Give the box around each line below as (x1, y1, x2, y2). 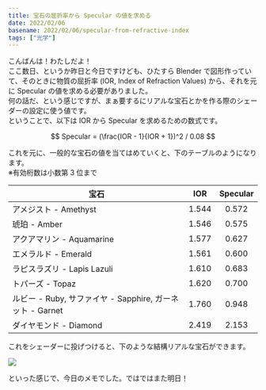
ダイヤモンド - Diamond (12, 320, 103, 331)
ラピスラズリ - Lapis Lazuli (12, 263, 113, 274)
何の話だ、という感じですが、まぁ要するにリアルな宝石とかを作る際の (8, 96, 237, 105)
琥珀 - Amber (12, 219, 63, 230)
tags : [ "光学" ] (8, 33, 56, 42)
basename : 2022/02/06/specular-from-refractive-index (8, 26, 190, 34)
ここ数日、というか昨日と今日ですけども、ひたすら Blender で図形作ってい (8, 67, 252, 76)
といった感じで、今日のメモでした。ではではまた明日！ (8, 373, 188, 383)
